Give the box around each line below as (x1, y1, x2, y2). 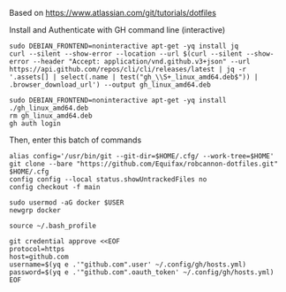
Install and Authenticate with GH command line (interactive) (9, 25, 226, 35)
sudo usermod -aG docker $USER (9, 198, 124, 207)
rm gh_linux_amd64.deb (9, 111, 93, 120)
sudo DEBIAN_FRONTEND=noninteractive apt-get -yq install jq (9, 42, 239, 50)
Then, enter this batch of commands (9, 134, 142, 145)
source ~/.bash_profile (9, 221, 97, 230)
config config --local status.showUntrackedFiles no (9, 175, 207, 184)
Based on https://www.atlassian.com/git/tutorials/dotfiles (9, 8, 216, 18)
